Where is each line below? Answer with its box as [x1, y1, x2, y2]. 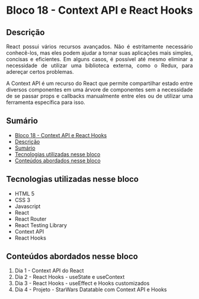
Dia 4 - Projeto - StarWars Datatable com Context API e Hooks [14, 286, 167, 293]
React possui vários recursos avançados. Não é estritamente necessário [6, 43, 193, 50]
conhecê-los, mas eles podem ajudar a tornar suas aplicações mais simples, [6, 49, 193, 56]
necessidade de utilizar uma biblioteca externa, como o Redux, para [6, 62, 193, 69]
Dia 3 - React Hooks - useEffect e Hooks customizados [14, 280, 150, 287]
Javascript [14, 203, 41, 210]
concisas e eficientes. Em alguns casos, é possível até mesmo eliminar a [6, 56, 193, 62]
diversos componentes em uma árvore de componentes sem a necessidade [6, 86, 193, 93]
